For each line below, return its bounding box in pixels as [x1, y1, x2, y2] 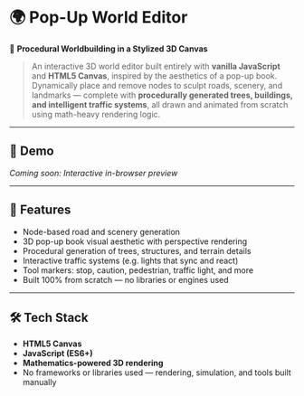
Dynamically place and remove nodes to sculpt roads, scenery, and [31, 80, 283, 90]
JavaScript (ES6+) [22, 348, 93, 359]
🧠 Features [9, 203, 71, 218]
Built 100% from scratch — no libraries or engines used [22, 274, 229, 285]
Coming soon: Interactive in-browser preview [9, 167, 178, 178]
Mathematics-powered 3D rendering [22, 358, 164, 369]
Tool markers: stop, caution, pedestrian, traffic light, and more [22, 264, 254, 276]
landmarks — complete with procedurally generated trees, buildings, [31, 90, 293, 100]
